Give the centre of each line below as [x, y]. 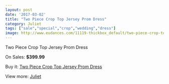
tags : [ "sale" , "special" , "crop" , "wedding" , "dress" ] [60, 28]
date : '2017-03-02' [26, 14]
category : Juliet [23, 24]
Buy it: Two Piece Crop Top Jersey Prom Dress [54, 66]
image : [12, 33]
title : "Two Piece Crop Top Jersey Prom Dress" [56, 19]
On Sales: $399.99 [25, 57]
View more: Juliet [23, 76]
